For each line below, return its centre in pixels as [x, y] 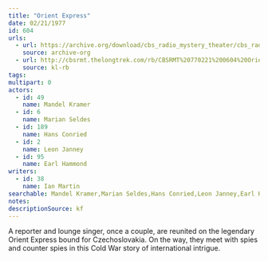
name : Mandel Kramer [57, 105]
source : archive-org [57, 53]
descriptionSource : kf [46, 208]
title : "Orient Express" [49, 16]
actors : [21, 90]
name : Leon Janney [53, 149]
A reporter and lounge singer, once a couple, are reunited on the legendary [132, 231]
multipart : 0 [30, 82]
